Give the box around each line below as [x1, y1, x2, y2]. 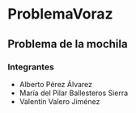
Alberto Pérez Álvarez [19, 79, 93, 89]
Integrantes [7, 61, 54, 73]
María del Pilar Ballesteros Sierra [19, 88, 129, 98]
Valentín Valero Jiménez [19, 96, 100, 106]
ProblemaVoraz [7, 5, 114, 23]
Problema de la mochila [7, 37, 128, 51]
